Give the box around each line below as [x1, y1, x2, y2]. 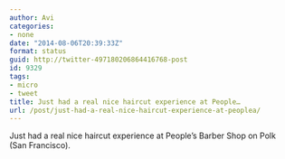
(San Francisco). [9, 140, 71, 151]
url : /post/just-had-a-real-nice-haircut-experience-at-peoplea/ [9, 106, 261, 115]
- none [9, 30, 34, 39]
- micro [9, 80, 39, 89]
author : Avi [9, 13, 54, 23]
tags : [9, 72, 30, 81]
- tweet [9, 89, 39, 98]
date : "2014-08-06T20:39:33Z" [9, 38, 124, 48]
